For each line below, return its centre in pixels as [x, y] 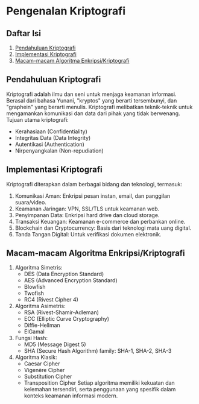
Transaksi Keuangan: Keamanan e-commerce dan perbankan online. [100, 221]
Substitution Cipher [48, 377]
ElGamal [34, 332]
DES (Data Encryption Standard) [64, 274]
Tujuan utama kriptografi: [38, 119]
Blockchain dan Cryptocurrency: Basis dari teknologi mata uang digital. [103, 228]
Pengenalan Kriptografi [66, 11]
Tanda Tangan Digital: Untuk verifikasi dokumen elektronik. [88, 234]
